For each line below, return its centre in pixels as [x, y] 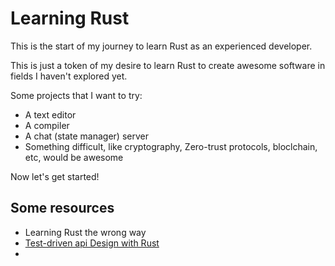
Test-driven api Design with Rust [92, 243]
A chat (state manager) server [86, 136]
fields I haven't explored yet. [69, 76]
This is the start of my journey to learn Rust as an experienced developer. [161, 46]
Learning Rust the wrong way [85, 232]
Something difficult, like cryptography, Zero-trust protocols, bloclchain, [171, 146]
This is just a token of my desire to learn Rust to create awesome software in [168, 65]
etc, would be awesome [74, 157]
